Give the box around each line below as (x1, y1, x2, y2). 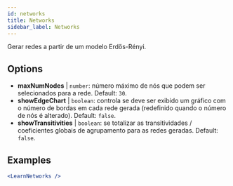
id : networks (7, 10, 46, 18)
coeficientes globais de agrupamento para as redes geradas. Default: (17, 126, 219, 135)
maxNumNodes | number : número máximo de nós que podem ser (17, 81, 206, 90)
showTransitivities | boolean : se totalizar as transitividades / (17, 119, 192, 127)
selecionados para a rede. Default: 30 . (17, 89, 128, 98)
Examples (7, 154, 51, 166)
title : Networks (7, 17, 55, 24)
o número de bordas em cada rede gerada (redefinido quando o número (17, 104, 227, 112)
